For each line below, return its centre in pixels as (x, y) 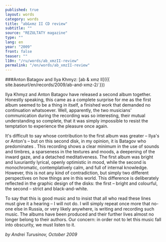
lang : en (14, 42)
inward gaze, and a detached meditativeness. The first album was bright (79, 157)
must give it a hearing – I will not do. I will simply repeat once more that (78, 204)
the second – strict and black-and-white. (47, 189)
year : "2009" (19, 47)
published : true (22, 10)
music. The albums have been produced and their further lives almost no (80, 214)
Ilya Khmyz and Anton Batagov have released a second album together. (78, 95)
